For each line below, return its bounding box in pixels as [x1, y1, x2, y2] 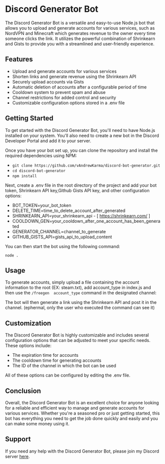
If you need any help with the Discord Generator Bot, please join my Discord [5, 448, 159, 454]
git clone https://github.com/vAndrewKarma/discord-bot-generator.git [12, 163, 161, 168]
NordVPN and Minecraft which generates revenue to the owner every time [5, 30, 156, 36]
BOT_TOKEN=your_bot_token [12, 202, 71, 208]
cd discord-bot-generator [12, 168, 66, 173]
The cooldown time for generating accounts [12, 357, 102, 364]
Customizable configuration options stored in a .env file [12, 100, 125, 106]
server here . [5, 453, 30, 459]
